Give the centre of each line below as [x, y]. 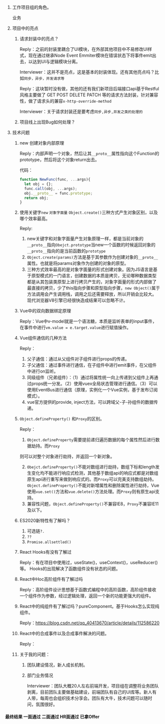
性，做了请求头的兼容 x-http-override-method [66, 101]
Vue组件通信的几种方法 [43, 338]
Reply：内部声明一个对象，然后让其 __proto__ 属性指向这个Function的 [89, 153]
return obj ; [36, 198]
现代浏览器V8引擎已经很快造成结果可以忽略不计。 [77, 301]
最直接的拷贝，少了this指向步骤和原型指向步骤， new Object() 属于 [93, 288]
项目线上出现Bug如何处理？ [47, 122]
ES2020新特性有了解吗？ [45, 521]
